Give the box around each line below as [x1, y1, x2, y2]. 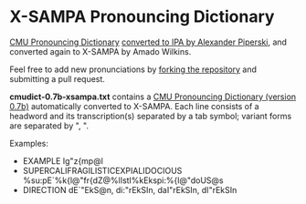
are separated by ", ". [9, 120, 90, 131]
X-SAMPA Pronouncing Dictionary [9, 6, 275, 27]
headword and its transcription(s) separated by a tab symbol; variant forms [9, 110, 292, 121]
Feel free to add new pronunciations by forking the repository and [9, 64, 258, 75]
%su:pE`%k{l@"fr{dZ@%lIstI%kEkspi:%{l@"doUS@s [22, 175, 224, 186]
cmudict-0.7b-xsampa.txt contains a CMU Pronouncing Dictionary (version [9, 91, 297, 102]
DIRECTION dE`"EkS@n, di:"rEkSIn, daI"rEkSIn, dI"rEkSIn [22, 184, 237, 195]
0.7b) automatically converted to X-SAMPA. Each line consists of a [9, 100, 259, 111]
